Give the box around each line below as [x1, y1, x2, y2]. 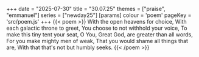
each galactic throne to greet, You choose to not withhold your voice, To [6, 24, 187, 32]
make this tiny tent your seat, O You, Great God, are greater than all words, [6, 31, 193, 38]
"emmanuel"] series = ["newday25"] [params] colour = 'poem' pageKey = [6, 12, 192, 19]
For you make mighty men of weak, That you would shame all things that [6, 38, 189, 44]
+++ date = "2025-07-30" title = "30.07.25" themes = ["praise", [6, 5, 166, 12]
